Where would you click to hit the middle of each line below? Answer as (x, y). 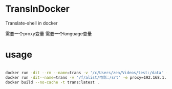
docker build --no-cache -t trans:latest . (52, 82)
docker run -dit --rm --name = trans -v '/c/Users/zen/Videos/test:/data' (84, 73)
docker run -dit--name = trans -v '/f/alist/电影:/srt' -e (67, 77)
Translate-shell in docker (31, 23)
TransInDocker (38, 9)
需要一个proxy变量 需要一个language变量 (49, 33)
